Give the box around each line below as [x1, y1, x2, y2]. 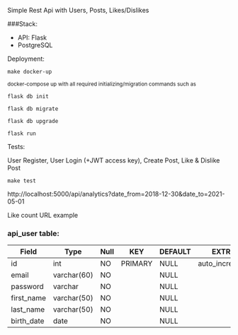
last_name [11, 305, 45, 315]
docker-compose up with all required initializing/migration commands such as [7, 81, 196, 88]
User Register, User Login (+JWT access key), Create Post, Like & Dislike [7, 156, 220, 165]
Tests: [7, 143, 25, 151]
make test [7, 177, 37, 184]
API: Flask [17, 33, 47, 42]
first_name [11, 293, 47, 303]
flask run [7, 130, 37, 137]
